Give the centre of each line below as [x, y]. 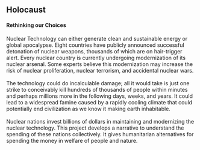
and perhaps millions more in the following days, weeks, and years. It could [99, 96]
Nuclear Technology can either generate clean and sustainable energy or [97, 38]
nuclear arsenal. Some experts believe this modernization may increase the [100, 64]
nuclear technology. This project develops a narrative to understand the [95, 128]
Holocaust [26, 10]
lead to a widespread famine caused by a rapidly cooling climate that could [99, 102]
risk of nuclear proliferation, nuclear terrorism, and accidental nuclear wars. [100, 70]
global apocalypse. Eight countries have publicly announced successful [95, 45]
